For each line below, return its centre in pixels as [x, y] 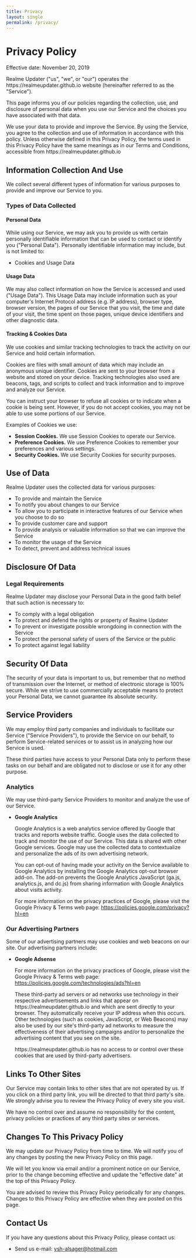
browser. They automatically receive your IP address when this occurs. [100, 1013]
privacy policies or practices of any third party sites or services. [83, 1118]
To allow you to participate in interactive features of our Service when [99, 511]
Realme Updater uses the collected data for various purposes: [81, 487]
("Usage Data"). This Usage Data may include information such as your [92, 295]
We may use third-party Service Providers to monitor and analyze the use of [98, 800]
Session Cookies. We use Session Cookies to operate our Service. [95, 436]
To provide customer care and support [61, 523]
